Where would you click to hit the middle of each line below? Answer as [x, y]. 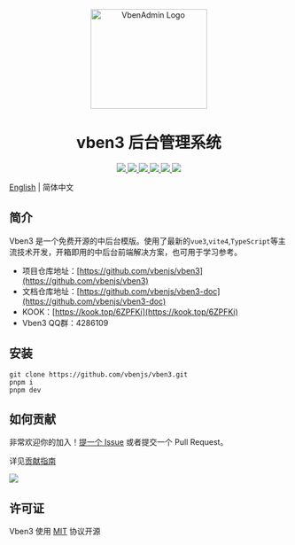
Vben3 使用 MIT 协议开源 [55, 532]
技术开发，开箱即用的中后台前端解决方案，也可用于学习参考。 [129, 252]
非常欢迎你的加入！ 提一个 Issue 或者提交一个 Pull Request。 [119, 442]
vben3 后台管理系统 [149, 143]
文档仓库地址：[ [50, 291]
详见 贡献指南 [32, 461]
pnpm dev [25, 390]
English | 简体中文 [42, 187]
